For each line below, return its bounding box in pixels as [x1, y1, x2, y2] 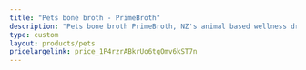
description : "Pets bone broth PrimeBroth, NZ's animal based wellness [9, 22, 287, 31]
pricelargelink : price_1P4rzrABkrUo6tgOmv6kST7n [9, 47, 198, 56]
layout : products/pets [9, 38, 96, 48]
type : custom [9, 30, 59, 39]
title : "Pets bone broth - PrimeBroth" [9, 13, 161, 23]
